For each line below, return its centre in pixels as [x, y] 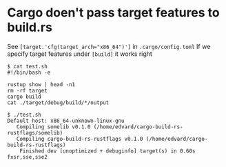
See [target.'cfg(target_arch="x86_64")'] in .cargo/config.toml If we [109, 46]
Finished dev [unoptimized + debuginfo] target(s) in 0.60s [107, 151]
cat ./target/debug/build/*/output [58, 102]
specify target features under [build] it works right [80, 54]
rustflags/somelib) [35, 132]
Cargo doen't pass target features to [113, 13]
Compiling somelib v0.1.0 [53, 127]
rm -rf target [28, 90]
